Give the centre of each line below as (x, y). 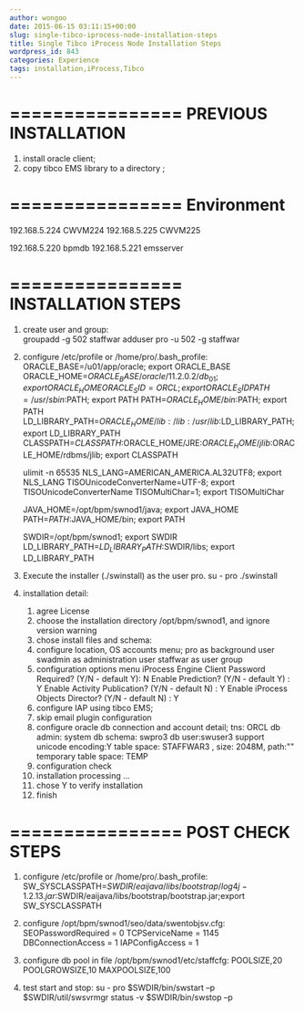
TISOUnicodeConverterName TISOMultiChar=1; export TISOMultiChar (153, 491)
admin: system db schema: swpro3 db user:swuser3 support (150, 737)
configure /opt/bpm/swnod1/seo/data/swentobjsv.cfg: (124, 924)
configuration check (74, 766)
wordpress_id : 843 (44, 52)
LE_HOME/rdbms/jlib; (63, 454)
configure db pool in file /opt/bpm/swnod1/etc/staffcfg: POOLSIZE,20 (152, 960)
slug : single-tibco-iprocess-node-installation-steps (114, 35)
